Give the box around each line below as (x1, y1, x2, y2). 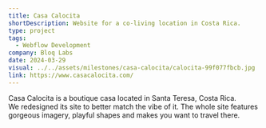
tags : (8, 34, 26, 42)
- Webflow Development (15, 42, 91, 50)
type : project (8, 26, 56, 34)
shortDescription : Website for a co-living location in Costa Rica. (8, 19, 241, 27)
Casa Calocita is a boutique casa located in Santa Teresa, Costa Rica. (8, 93, 237, 102)
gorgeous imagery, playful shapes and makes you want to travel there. (8, 110, 240, 120)
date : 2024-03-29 (8, 57, 66, 65)
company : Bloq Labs (8, 49, 73, 57)
